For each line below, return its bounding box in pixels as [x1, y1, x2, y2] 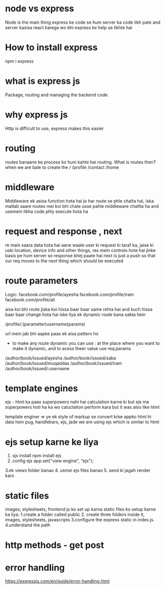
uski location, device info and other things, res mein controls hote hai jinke [5, 247, 156, 253]
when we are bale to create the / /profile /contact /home [5, 164, 119, 170]
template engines [5, 383, 78, 394]
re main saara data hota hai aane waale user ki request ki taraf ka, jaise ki [5, 242, 154, 248]
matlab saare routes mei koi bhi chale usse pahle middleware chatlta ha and [5, 203, 159, 209]
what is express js [5, 76, 80, 87]
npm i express [5, 58, 34, 64]
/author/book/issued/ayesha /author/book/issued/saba [5, 355, 116, 361]
